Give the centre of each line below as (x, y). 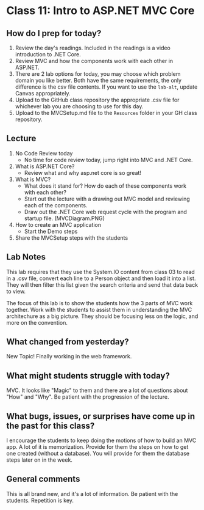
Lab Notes (26, 257)
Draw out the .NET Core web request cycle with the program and (106, 212)
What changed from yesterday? (68, 342)
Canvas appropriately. (43, 93)
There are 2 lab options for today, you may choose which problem (98, 74)
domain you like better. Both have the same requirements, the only (98, 80)
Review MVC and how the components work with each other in (94, 61)
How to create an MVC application (58, 224)
